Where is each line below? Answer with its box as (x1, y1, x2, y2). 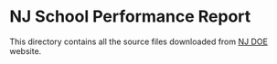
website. (9, 45, 42, 56)
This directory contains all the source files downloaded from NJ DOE (9, 36, 268, 47)
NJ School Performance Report (9, 6, 251, 27)
